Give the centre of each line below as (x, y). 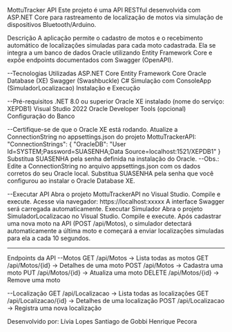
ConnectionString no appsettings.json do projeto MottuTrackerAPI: (102, 137)
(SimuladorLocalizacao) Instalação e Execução (74, 88)
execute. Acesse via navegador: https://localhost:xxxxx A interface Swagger (116, 202)
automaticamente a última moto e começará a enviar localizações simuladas (116, 231)
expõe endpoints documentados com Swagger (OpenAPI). (90, 60)
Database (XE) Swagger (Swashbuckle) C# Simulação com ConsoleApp (109, 81)
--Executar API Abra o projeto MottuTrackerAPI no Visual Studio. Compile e (114, 194)
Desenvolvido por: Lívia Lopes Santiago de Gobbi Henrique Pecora (102, 321)
